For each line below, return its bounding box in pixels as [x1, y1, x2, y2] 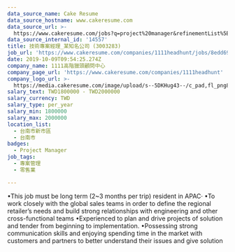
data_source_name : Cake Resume [7, 10, 99, 17]
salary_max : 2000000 [7, 114, 68, 121]
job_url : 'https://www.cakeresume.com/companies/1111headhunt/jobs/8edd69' [7, 50, 233, 57]
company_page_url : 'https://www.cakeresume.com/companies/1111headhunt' [7, 69, 224, 76]
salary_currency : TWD [7, 95, 71, 102]
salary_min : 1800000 [7, 108, 68, 115]
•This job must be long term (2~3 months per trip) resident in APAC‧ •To [7, 192, 215, 200]
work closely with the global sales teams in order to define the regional [7, 199, 211, 207]
